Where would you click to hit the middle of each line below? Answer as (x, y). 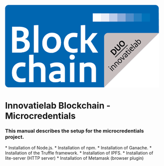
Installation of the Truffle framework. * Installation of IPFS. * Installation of (79, 153)
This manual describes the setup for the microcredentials (74, 131)
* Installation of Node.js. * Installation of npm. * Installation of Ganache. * (79, 148)
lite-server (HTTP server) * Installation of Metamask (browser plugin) (74, 158)
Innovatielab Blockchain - (58, 105)
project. (15, 137)
